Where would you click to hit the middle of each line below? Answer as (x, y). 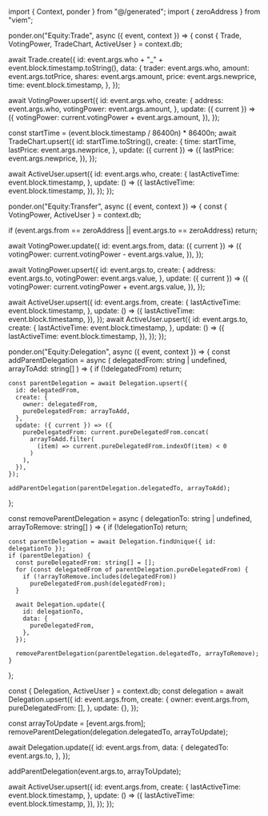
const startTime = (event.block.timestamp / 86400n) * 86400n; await (122, 133)
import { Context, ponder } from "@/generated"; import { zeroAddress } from (134, 12)
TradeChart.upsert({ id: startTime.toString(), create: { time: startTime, (122, 141)
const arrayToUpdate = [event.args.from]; (77, 723)
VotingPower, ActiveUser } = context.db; (75, 215)
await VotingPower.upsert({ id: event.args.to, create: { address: (112, 270)
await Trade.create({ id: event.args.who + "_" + (86, 60)
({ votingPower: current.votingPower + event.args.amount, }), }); (114, 117)
